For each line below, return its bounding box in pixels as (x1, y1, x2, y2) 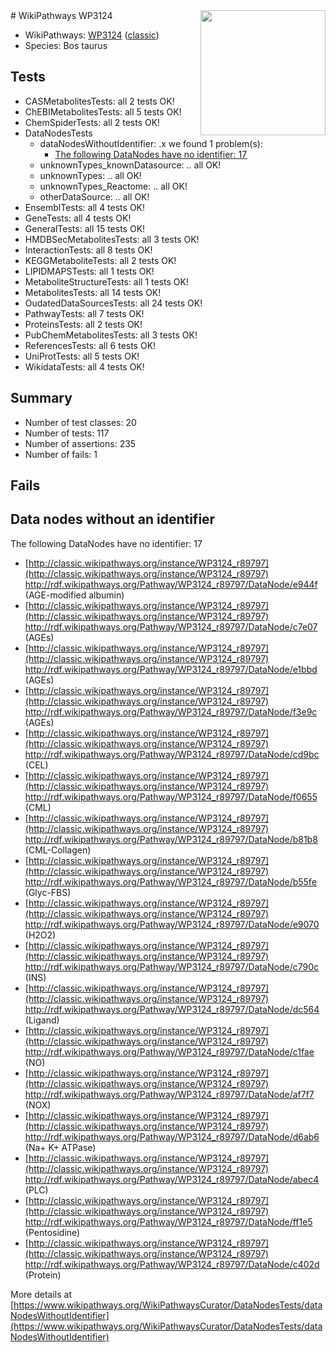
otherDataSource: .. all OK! (39, 190, 150, 203)
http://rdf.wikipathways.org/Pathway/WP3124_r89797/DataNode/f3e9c (24, 705, 318, 718)
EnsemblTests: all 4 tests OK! (24, 201, 146, 213)
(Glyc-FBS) (24, 886, 72, 898)
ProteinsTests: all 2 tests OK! (24, 318, 143, 330)
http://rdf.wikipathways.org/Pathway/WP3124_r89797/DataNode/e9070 (24, 918, 320, 930)
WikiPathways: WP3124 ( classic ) (24, 29, 160, 41)
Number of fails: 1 (24, 448, 98, 460)
